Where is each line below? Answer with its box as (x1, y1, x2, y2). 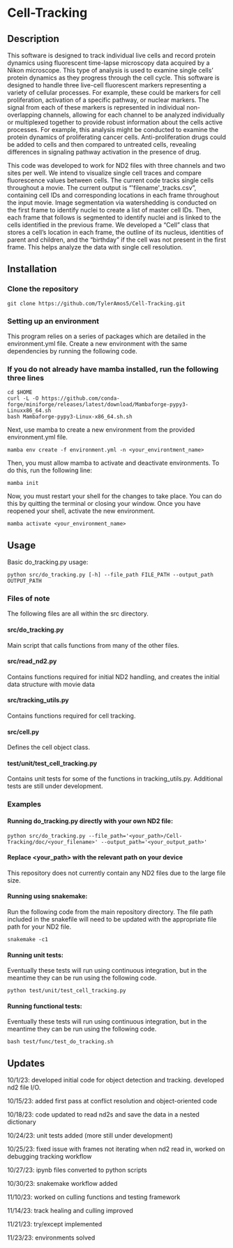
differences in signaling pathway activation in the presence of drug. (7, 148, 202, 156)
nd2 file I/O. (7, 1083, 41, 1091)
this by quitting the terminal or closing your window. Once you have (7, 500, 201, 508)
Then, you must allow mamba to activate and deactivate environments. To (7, 459, 220, 467)
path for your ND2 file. (7, 922, 72, 931)
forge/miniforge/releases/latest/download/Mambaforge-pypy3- (7, 401, 189, 408)
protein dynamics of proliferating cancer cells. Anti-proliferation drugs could (7, 133, 227, 141)
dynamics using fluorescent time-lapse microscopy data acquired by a (7, 59, 211, 67)
